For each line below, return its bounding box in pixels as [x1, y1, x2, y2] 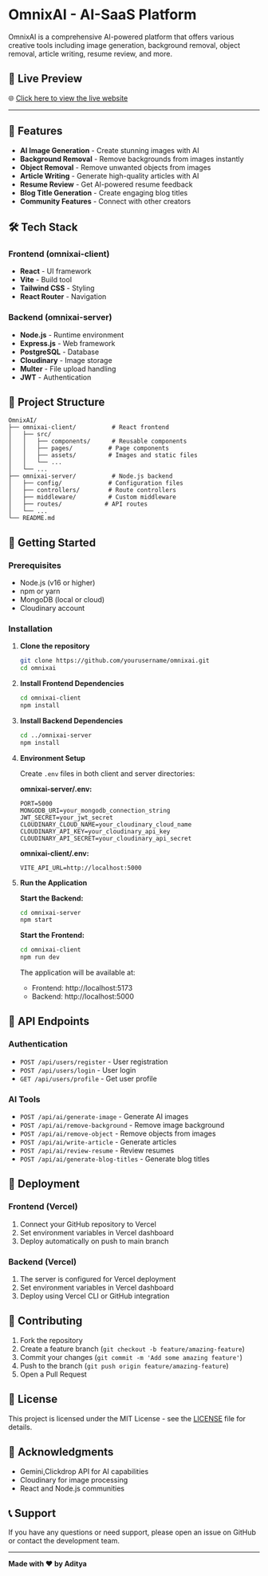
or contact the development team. [8, 1536, 120, 1546]
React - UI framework [19, 266, 92, 276]
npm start [19, 916, 53, 924]
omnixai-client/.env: [19, 848, 89, 858]
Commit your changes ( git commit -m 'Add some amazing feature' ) [19, 1352, 243, 1361]
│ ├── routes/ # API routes [8, 500, 148, 508]
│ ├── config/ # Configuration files [8, 479, 183, 487]
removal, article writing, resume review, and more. [8, 49, 173, 58]
